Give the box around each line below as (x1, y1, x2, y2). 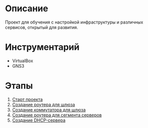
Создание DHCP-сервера (12, 117, 66, 123)
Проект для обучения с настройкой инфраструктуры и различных (5, 19, 143, 25)
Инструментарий (5, 42, 80, 53)
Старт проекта (12, 96, 43, 102)
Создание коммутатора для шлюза (12, 106, 86, 113)
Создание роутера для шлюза (12, 102, 75, 107)
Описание (5, 3, 48, 14)
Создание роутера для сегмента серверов (12, 112, 102, 118)
